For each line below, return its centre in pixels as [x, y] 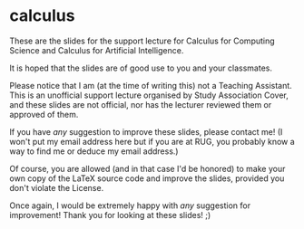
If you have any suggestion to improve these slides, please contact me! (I [146, 131]
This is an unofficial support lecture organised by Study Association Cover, [149, 95]
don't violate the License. [57, 187]
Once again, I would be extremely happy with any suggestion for [130, 205]
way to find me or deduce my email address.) [94, 151]
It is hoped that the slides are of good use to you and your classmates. [141, 68]
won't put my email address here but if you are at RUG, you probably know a [152, 141]
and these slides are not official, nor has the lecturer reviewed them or [141, 104]
